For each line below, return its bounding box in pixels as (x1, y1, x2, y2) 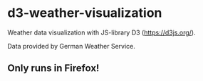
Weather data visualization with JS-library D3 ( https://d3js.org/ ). (7, 28, 196, 37)
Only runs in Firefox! (7, 62, 100, 75)
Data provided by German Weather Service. (7, 42, 135, 50)
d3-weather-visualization (7, 5, 162, 21)
